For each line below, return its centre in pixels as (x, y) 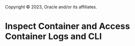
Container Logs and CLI (54, 37)
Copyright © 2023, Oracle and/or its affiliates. (51, 7)
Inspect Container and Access (67, 26)
